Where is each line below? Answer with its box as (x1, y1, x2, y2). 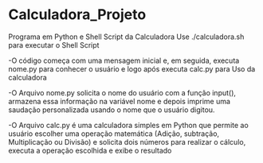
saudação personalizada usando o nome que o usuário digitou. (8, 105, 215, 114)
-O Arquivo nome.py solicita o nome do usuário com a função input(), (8, 87, 237, 97)
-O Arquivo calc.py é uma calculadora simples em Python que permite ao (8, 120, 249, 130)
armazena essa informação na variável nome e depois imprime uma (8, 96, 231, 106)
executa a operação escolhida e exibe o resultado (8, 146, 172, 155)
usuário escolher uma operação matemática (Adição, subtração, (8, 129, 220, 138)
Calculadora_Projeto (8, 6, 147, 24)
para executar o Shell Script (8, 40, 100, 49)
